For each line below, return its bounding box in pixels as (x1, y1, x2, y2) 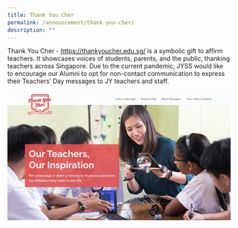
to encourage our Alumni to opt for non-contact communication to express (7, 70, 225, 78)
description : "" (7, 26, 55, 33)
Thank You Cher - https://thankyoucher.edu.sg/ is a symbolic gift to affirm (7, 47, 223, 55)
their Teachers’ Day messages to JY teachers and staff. (7, 77, 169, 85)
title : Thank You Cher (7, 11, 74, 18)
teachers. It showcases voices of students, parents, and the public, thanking (7, 54, 230, 63)
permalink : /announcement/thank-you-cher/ (7, 18, 135, 26)
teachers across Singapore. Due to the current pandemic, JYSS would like (7, 62, 224, 70)
